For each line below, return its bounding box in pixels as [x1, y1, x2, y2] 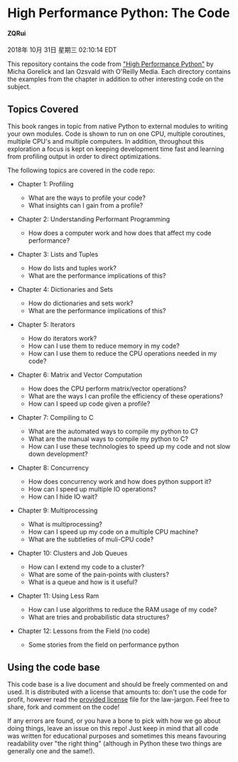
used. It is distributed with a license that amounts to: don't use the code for [7, 688, 227, 697]
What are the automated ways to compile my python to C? [28, 427, 199, 435]
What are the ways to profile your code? [28, 194, 146, 202]
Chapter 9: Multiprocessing [17, 507, 98, 515]
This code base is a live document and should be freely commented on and [7, 680, 228, 689]
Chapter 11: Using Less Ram [17, 592, 99, 600]
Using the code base [7, 661, 101, 673]
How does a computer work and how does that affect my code [28, 229, 212, 238]
